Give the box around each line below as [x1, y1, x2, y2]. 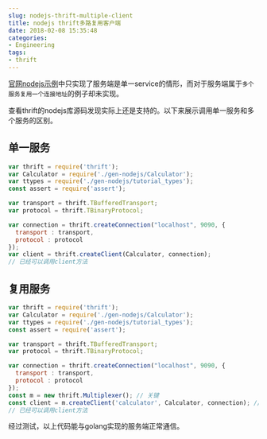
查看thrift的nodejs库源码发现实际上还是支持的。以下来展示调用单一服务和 [8, 105, 248, 115]
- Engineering [8, 41, 56, 49]
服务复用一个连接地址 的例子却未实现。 [8, 88, 123, 98]
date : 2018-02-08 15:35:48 [8, 26, 98, 34]
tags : [8, 49, 26, 56]
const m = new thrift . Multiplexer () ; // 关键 [8, 391, 160, 399]
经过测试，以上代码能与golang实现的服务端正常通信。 [8, 422, 184, 431]
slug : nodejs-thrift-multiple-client [8, 11, 133, 20]
